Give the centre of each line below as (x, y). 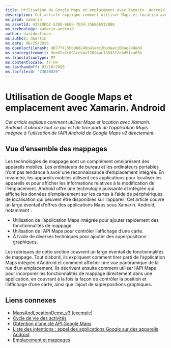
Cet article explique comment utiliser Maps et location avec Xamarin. (78, 122)
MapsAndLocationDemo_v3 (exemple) (52, 313)
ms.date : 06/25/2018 (27, 43)
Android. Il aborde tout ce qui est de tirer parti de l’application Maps (77, 127)
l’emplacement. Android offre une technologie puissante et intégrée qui (80, 188)
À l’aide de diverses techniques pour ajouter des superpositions (79, 236)
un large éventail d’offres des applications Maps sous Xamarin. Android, (81, 204)
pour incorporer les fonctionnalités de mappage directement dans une (79, 273)
